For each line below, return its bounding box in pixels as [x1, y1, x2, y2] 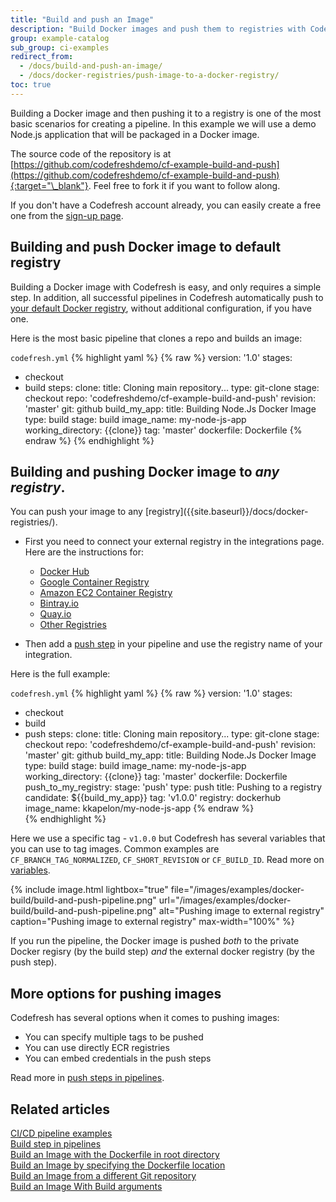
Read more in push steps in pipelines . [10, 1072, 165, 1084]
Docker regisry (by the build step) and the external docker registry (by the [10, 946, 315, 958]
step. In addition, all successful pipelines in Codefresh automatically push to [10, 291, 324, 303]
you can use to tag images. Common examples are [10, 843, 220, 855]
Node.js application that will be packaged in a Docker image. [10, 128, 260, 140]
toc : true [10, 80, 52, 90]
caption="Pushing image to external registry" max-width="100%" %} [10, 916, 295, 928]
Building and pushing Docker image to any [10, 463, 280, 480]
